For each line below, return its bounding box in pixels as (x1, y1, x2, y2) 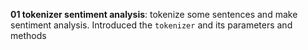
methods (10, 30, 47, 41)
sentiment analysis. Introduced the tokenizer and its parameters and (10, 19, 293, 31)
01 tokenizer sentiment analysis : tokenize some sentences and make (10, 9, 298, 20)
